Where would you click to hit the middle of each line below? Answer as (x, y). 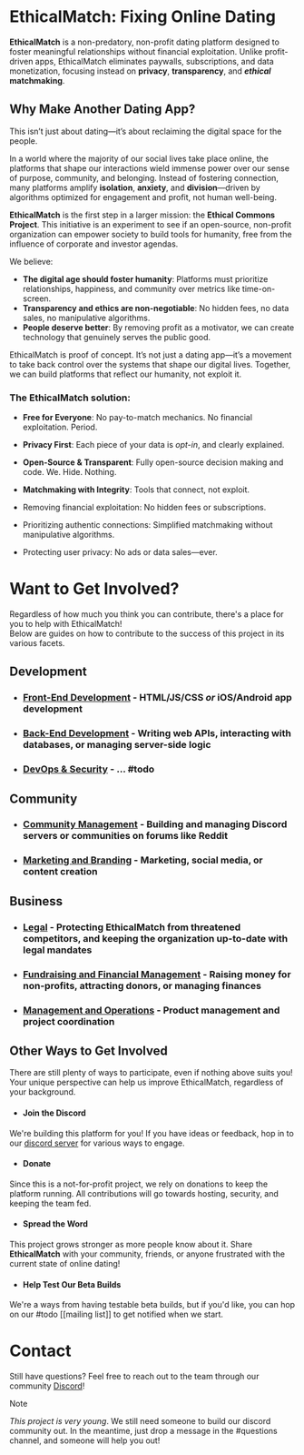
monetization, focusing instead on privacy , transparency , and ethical (140, 71)
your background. (43, 1092)
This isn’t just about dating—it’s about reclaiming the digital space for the (146, 131)
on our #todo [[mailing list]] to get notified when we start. (117, 1314)
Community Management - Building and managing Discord (155, 824)
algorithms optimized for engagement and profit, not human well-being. (143, 197)
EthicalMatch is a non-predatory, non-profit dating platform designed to (144, 42)
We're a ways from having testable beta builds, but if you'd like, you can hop (152, 1305)
